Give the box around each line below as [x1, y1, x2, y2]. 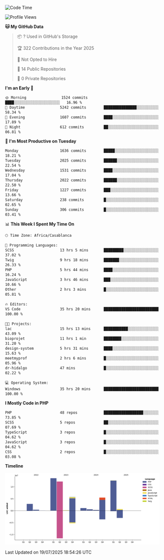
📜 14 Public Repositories [17, 66, 66, 72]
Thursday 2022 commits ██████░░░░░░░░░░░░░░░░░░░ [5, 178, 159, 183]
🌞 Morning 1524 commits [5, 95, 88, 100]
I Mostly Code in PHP [5, 400, 49, 406]
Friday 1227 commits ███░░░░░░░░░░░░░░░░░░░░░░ [5, 188, 159, 193]
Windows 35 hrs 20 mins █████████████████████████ [5, 387, 159, 392]
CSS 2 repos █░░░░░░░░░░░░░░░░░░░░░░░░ [5, 449, 159, 454]
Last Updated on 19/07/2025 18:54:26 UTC [5, 549, 92, 555]
